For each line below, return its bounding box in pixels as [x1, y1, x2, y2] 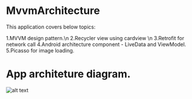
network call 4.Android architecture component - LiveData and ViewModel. [6, 41, 187, 48]
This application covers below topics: [6, 23, 96, 30]
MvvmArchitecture [6, 4, 100, 17]
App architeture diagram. [6, 68, 131, 81]
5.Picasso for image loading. [6, 47, 75, 54]
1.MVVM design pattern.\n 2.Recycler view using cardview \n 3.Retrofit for [6, 34, 184, 41]
